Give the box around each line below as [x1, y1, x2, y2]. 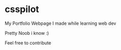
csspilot [5, 4, 39, 15]
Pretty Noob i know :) [5, 30, 49, 36]
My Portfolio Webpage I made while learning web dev [5, 20, 116, 26]
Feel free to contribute [5, 39, 52, 46]
